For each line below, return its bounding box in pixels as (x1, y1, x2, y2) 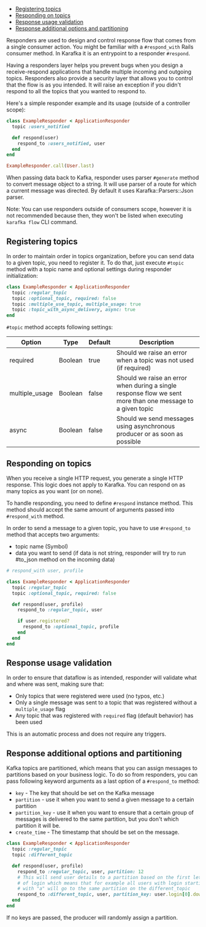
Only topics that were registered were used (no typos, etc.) (15, 693, 165, 700)
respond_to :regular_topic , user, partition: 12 (17, 868, 144, 875)
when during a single (116, 382, 177, 390)
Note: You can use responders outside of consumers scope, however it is (6, 206, 192, 213)
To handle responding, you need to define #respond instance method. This (6, 499, 193, 507)
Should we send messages (116, 414, 194, 423)
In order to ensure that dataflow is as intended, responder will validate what (6, 674, 197, 682)
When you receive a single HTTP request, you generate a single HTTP (6, 475, 183, 482)
